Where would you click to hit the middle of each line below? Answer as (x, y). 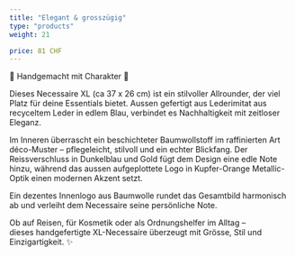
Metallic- (268, 169)
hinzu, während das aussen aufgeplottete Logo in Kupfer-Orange (130, 169)
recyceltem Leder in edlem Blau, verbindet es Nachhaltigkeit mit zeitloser (145, 113)
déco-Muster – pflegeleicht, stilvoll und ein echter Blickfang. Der (129, 150)
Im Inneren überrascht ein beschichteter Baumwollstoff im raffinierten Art (145, 140)
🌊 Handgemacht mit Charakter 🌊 (69, 77)
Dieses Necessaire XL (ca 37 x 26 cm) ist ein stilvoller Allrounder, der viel (145, 94)
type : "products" (42, 26)
